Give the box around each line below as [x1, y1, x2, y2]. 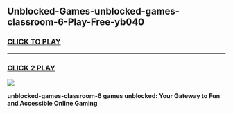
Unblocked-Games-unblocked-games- [7, 6, 180, 17]
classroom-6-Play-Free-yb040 [7, 17, 145, 28]
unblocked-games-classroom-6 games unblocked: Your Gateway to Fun [7, 91, 221, 99]
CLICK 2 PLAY [7, 63, 55, 73]
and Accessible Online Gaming [7, 99, 98, 107]
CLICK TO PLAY [7, 37, 61, 47]
